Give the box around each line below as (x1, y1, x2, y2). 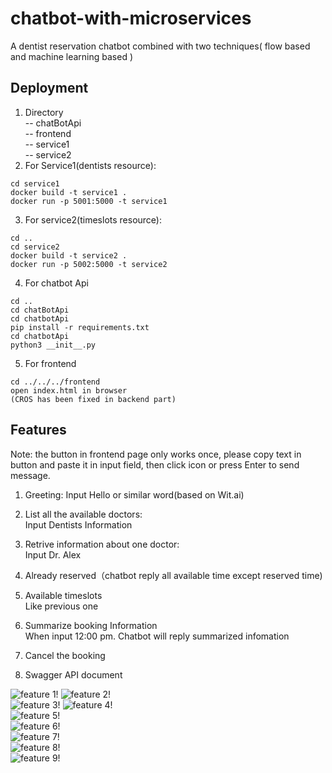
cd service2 (10, 242, 60, 252)
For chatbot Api (24, 277, 89, 289)
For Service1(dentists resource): (24, 159, 157, 171)
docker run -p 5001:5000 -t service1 (10, 196, 168, 206)
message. (10, 469, 51, 481)
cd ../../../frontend (10, 377, 101, 387)
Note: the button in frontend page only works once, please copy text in (10, 448, 302, 460)
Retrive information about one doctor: (24, 538, 180, 550)
